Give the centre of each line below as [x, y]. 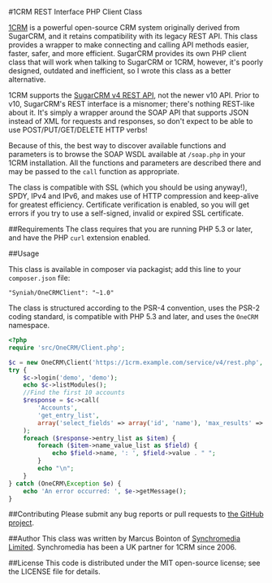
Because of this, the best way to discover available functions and [117, 145]
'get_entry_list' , [69, 415]
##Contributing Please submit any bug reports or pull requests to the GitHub [136, 514]
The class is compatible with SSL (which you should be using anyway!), [128, 187]
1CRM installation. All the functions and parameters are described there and [135, 163]
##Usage [24, 253]
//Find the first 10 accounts [74, 393]
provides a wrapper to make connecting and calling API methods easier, [129, 45]
